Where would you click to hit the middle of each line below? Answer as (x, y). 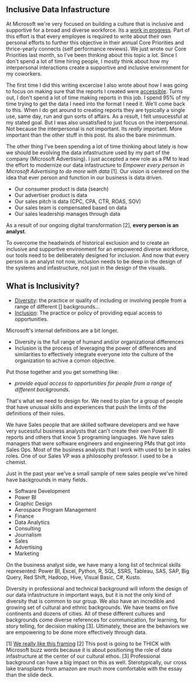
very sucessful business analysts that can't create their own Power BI (90, 431)
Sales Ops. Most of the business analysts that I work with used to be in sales (98, 449)
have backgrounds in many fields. (47, 479)
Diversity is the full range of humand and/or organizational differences (99, 341)
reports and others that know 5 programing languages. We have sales (90, 437)
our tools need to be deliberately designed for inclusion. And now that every (98, 255)
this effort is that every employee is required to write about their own (89, 36)
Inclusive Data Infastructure (58, 10)
